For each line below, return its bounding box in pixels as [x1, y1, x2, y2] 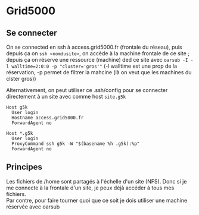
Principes [6, 162, 43, 172]
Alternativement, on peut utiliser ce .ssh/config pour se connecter [6, 87, 168, 93]
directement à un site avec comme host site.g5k [6, 93, 126, 100]
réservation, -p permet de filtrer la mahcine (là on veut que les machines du [6, 69, 192, 75]
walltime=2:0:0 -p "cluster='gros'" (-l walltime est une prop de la [11, 62, 178, 69]
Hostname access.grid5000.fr [11, 115, 84, 121]
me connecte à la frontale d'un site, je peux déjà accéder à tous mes [6, 184, 175, 191]
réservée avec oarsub [6, 203, 60, 210]
